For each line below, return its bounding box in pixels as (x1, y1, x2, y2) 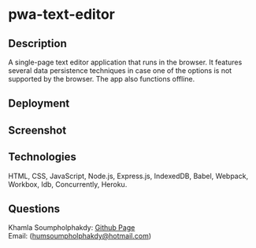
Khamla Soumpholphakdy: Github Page (8, 223, 135, 232)
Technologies (8, 151, 77, 164)
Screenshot (8, 123, 67, 137)
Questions (8, 202, 61, 215)
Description (8, 37, 67, 50)
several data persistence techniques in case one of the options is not (8, 66, 232, 75)
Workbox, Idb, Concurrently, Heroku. (8, 179, 128, 189)
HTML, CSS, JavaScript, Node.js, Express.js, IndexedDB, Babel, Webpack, (8, 171, 249, 181)
